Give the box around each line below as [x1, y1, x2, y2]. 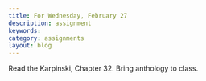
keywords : [8, 26, 42, 34]
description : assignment [8, 19, 92, 27]
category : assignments [8, 34, 84, 43]
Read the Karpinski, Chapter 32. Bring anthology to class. [8, 63, 199, 73]
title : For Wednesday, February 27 [8, 11, 128, 20]
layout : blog [8, 42, 52, 50]
